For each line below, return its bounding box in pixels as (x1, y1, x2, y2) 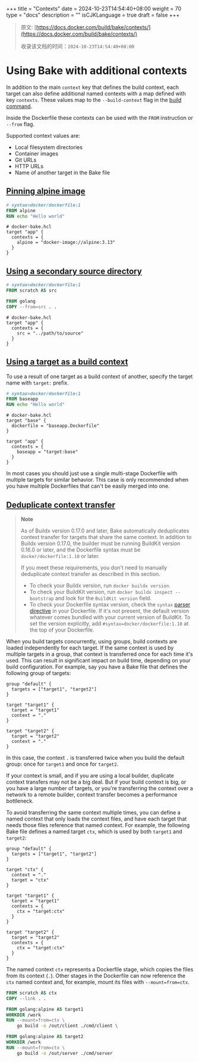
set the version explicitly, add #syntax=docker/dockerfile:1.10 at (29, 620, 189, 627)
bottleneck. (6, 797, 34, 804)
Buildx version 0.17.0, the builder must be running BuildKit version (20, 540, 181, 547)
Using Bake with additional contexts (6, 64, 187, 78)
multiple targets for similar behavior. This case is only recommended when (6, 476, 189, 484)
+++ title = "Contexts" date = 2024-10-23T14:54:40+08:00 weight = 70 (6, 5, 182, 12)
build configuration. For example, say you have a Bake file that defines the (6, 663, 188, 670)
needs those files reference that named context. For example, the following (6, 821, 190, 828)
